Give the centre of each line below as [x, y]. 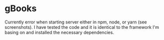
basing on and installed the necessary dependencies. [59, 32]
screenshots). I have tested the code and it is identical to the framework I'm [82, 27]
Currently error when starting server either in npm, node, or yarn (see [76, 22]
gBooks [21, 9]
